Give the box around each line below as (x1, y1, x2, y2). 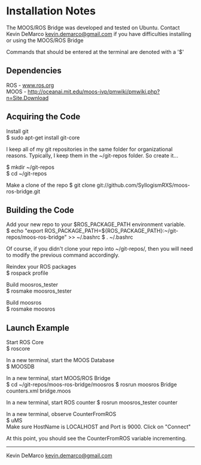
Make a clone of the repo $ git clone (6, 181, 96, 189)
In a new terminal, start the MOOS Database (6, 357, 115, 364)
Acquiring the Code (6, 112, 81, 122)
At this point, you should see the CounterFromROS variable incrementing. (6, 435, 187, 442)
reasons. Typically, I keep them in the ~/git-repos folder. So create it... (6, 151, 178, 159)
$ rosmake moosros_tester (6, 287, 72, 294)
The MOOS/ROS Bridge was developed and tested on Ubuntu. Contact (6, 24, 180, 31)
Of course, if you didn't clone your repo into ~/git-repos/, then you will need (6, 245, 193, 253)
